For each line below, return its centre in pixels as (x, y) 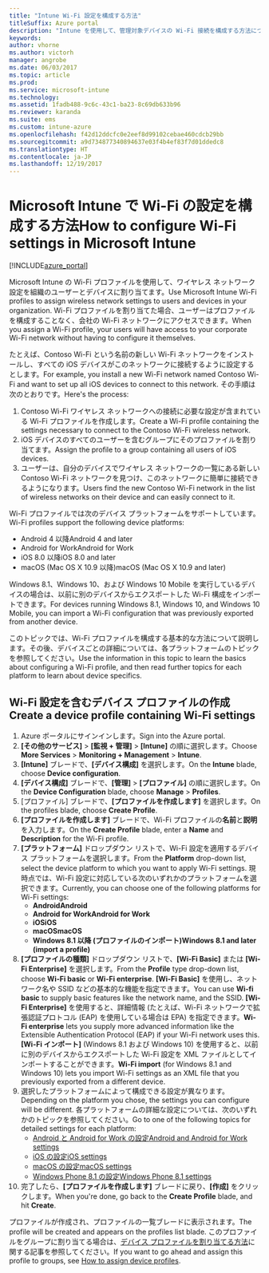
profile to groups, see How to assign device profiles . (95, 1260)
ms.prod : (24, 82)
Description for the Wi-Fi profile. (75, 838)
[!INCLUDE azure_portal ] (49, 266)
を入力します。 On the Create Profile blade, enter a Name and (122, 829)
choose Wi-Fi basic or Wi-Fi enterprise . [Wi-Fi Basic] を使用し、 (129, 978)
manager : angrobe (38, 61)
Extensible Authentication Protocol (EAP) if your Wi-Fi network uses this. (140, 1034)
